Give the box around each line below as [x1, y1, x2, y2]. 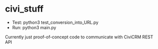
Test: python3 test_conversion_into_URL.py [12, 19, 99, 25]
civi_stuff [5, 3, 44, 15]
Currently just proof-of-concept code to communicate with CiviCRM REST [5, 34, 153, 40]
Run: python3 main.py [12, 24, 56, 30]
